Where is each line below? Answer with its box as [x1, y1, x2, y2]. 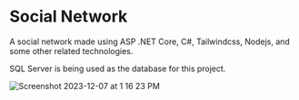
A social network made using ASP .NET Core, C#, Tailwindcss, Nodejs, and [9, 36, 291, 47]
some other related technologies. [9, 45, 134, 56]
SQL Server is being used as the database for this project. [9, 63, 226, 74]
